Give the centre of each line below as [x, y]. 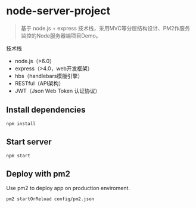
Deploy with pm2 [38, 174]
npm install [21, 123]
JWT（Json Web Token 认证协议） [57, 91]
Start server [29, 142]
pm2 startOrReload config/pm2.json [50, 199]
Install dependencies [46, 110]
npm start [18, 156]
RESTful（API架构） [39, 83]
